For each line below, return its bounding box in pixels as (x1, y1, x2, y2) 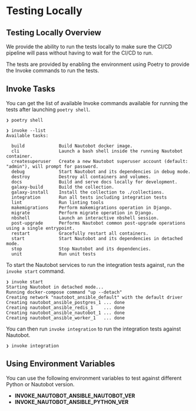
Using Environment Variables (6, 359, 115, 369)
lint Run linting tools (11, 199, 104, 205)
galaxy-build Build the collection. (11, 184, 115, 190)
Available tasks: (6, 132, 49, 139)
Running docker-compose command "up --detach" (6, 289, 122, 295)
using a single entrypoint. (6, 225, 75, 231)
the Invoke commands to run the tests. (6, 67, 99, 74)
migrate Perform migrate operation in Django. (11, 210, 154, 216)
